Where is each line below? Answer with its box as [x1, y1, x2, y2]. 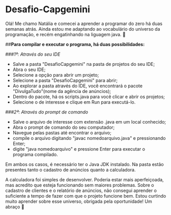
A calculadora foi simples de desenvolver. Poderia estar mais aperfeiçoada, [5, 176, 164, 182]
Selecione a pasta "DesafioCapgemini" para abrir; [12, 77, 118, 83]
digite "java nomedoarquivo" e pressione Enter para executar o [12, 146, 145, 152]
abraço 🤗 [5, 203, 25, 210]
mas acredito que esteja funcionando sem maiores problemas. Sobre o [5, 182, 154, 188]
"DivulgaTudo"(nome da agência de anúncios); [12, 88, 111, 94]
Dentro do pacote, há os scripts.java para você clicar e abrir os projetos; [12, 93, 165, 100]
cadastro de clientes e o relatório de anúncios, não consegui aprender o [5, 187, 157, 194]
